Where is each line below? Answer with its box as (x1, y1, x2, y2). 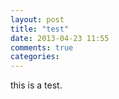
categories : (10, 52, 60, 62)
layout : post (10, 14, 65, 25)
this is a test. (10, 79, 63, 91)
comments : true (10, 42, 74, 53)
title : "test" (10, 24, 70, 34)
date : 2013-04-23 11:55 (10, 33, 110, 43)
